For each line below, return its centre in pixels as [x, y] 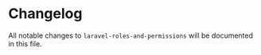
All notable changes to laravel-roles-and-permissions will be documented [130, 35]
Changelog [45, 14]
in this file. [25, 43]
